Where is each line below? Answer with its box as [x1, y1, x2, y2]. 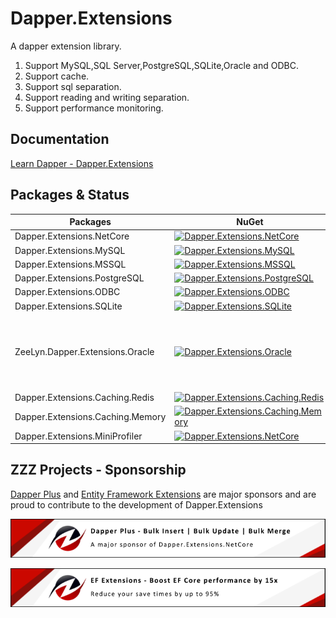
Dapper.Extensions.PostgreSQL [14, 272, 145, 284]
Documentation [10, 131, 110, 148]
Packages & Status [10, 187, 130, 204]
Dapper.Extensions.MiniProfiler [14, 430, 143, 442]
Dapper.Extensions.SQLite [14, 300, 123, 312]
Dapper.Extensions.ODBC [14, 286, 121, 298]
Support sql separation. [24, 80, 122, 92]
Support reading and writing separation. [24, 91, 190, 103]
